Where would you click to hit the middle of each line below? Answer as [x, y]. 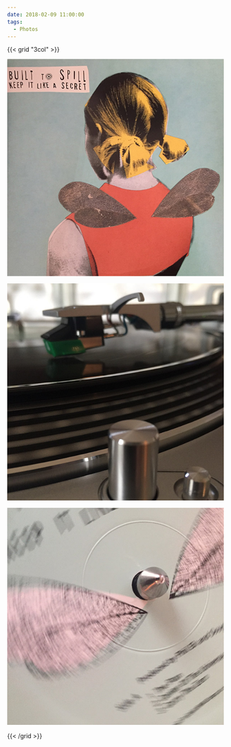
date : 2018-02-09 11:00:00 [46, 14]
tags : [15, 22]
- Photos [26, 29]
